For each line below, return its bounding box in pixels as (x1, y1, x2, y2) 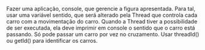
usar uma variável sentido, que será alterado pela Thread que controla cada (6, 11, 198, 19)
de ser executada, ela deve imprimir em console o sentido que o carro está (6, 24, 195, 31)
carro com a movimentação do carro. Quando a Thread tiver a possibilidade (6, 18, 198, 25)
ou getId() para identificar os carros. (6, 37, 98, 44)
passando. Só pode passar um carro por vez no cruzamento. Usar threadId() (6, 31, 199, 38)
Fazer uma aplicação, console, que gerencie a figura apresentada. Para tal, (6, 5, 196, 12)
